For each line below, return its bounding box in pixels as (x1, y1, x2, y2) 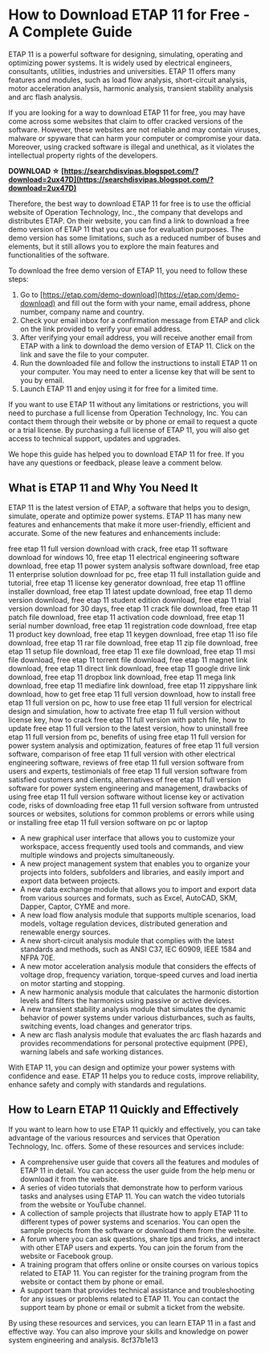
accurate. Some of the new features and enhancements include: (8, 528, 221, 538)
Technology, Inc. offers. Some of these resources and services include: (8, 1141, 245, 1151)
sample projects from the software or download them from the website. (19, 1225, 256, 1235)
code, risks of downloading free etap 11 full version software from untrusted (8, 800, 259, 810)
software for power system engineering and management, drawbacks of (8, 783, 248, 793)
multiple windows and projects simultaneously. (19, 850, 175, 860)
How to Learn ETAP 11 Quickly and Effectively (8, 1103, 239, 1116)
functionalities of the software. (8, 250, 110, 259)
